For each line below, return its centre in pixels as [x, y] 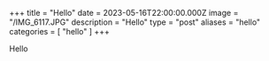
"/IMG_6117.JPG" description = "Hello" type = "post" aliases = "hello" [135, 22]
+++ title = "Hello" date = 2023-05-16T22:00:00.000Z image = [124, 13]
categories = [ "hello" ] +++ [60, 31]
